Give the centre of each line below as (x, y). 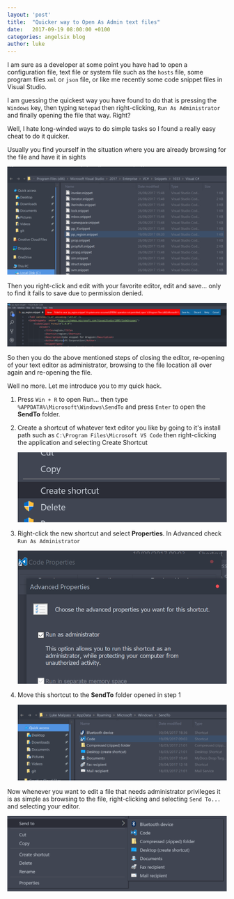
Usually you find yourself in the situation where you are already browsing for (117, 150)
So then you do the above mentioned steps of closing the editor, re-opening (116, 358)
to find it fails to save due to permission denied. (76, 293)
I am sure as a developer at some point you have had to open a (97, 65)
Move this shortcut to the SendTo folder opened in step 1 (99, 695)
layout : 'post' (29, 15)
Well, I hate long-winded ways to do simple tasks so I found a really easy (111, 129)
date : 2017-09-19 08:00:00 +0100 (59, 29)
